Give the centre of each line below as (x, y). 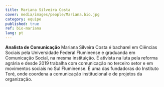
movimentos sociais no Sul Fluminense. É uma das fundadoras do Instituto (82, 68)
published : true (22, 24)
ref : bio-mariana (23, 28)
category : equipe (23, 19)
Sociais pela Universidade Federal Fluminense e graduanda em (70, 52)
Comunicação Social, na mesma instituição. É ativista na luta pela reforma (81, 58)
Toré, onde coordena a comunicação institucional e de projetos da (74, 74)
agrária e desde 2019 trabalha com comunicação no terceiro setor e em (79, 63)
